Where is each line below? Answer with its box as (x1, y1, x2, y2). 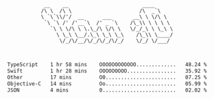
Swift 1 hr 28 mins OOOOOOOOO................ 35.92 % (7, 68, 207, 74)
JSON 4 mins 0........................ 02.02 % (7, 87, 207, 94)
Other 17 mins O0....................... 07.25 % (7, 74, 207, 81)
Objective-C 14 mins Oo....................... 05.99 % (7, 80, 207, 87)
